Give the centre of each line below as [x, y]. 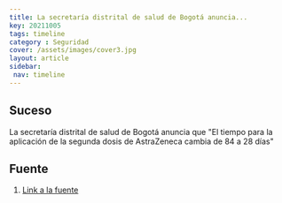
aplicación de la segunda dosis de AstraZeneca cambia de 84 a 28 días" [141, 141]
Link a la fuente [50, 190]
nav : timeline [39, 75]
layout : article [39, 58]
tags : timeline [37, 34]
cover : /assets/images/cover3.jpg [73, 50]
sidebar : [25, 67]
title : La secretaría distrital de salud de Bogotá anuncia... [129, 17]
